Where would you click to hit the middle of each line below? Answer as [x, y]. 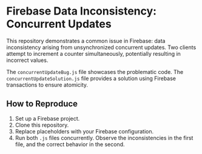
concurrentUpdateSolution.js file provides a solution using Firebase [91, 78]
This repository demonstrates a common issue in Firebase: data [86, 41]
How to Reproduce [42, 104]
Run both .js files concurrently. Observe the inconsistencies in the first [104, 138]
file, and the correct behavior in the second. [70, 144]
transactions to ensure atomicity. [47, 85]
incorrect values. [27, 60]
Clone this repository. [42, 125]
